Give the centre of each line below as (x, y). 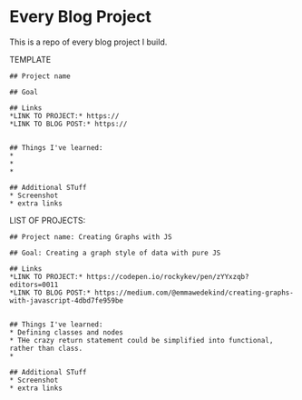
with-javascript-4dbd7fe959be (67, 300)
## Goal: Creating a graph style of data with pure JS (115, 253)
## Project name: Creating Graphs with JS (91, 237)
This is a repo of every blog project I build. (88, 42)
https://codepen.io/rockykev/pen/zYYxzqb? (168, 276)
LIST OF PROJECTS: (48, 220)
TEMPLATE (30, 59)
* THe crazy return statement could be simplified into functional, (141, 340)
